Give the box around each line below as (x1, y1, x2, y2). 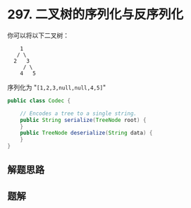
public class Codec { (7, 97, 71, 104)
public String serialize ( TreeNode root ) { (20, 116, 147, 123)
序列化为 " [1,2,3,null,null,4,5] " (7, 82, 106, 92)
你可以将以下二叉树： (7, 31, 69, 39)
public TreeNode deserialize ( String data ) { (20, 130, 153, 137)
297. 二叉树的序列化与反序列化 (7, 6, 184, 23)
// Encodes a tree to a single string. (20, 110, 137, 117)
